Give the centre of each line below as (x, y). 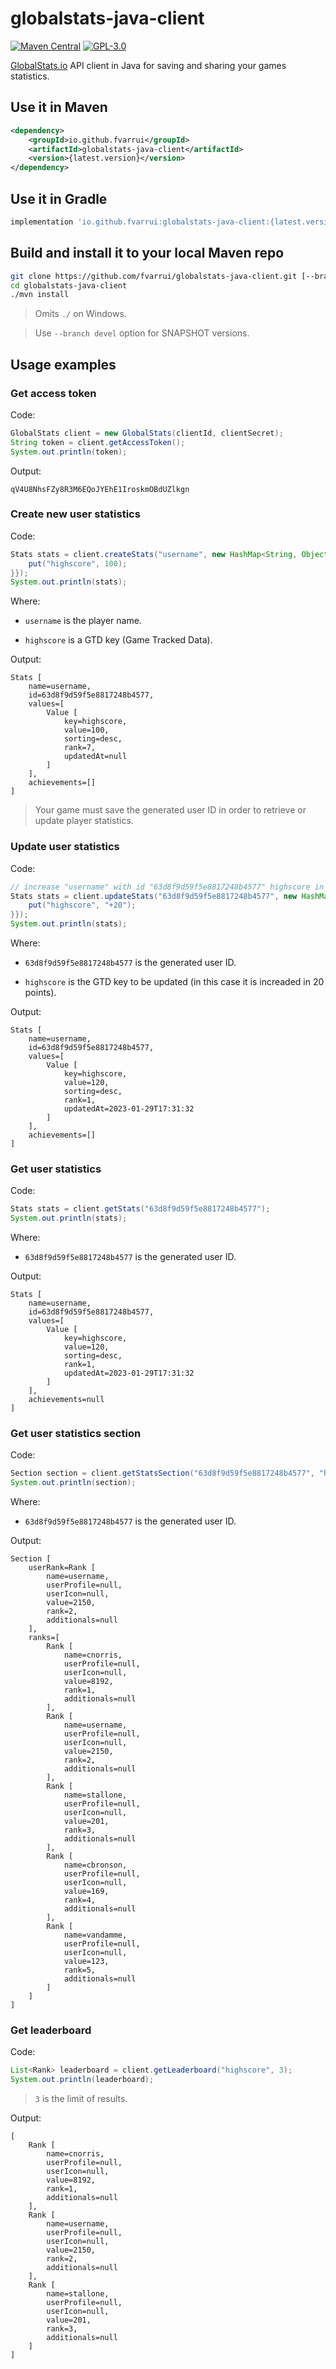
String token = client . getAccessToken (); (98, 442)
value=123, (86, 1962)
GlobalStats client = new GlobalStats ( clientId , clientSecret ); (147, 433)
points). (40, 993)
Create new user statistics (75, 514)
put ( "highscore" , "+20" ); (82, 905)
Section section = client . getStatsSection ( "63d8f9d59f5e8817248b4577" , (162, 1473)
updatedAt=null (95, 757)
